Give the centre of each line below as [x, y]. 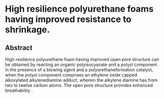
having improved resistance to [68, 19]
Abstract [19, 48]
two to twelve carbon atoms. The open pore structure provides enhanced [79, 85]
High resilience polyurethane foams [79, 9]
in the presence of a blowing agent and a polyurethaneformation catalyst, [79, 70]
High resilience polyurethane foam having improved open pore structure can [82, 59]
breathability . [19, 90]
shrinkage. [27, 30]
